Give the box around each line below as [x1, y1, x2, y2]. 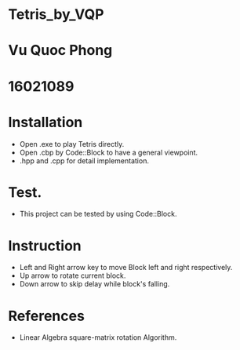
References [8, 307, 85, 325]
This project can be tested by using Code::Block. [19, 210, 177, 219]
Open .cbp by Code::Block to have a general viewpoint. [19, 148, 198, 157]
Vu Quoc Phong [8, 42, 113, 60]
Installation [8, 113, 83, 131]
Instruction [8, 237, 82, 254]
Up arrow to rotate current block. [19, 271, 126, 280]
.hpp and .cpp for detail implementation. [19, 155, 149, 166]
